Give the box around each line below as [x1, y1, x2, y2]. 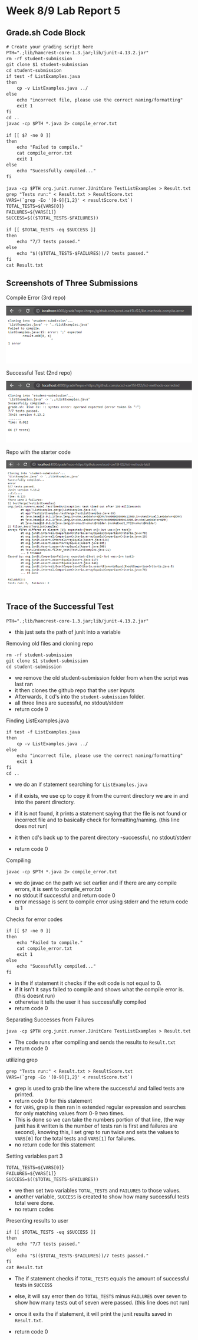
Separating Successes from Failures [6, 1016, 94, 1023]
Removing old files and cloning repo [6, 640, 94, 647]
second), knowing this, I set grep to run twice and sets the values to [14, 1128, 180, 1135]
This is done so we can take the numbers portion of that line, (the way [14, 1116, 185, 1123]
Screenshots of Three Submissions [6, 279, 138, 289]
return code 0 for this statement [14, 1097, 93, 1104]
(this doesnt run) [14, 992, 55, 999]
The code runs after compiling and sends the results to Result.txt [14, 1038, 176, 1046]
